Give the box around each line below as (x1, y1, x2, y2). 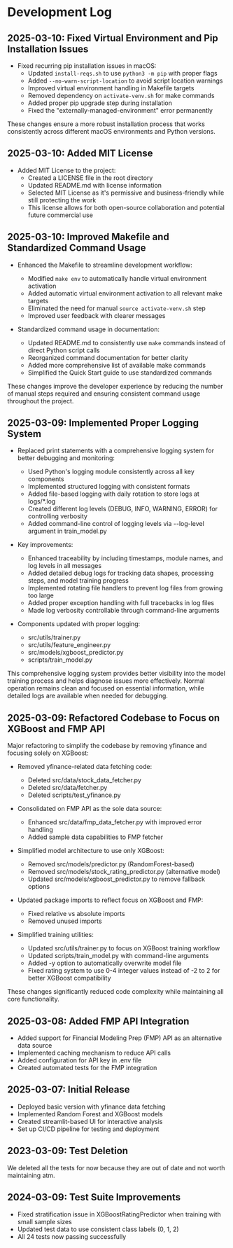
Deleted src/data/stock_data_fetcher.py (27, 776, 142, 784)
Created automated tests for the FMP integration (17, 1064, 157, 1072)
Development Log (7, 4, 113, 20)
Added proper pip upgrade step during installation (27, 99, 173, 107)
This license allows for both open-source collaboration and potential (27, 203, 225, 212)
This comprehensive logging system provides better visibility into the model (7, 670, 226, 678)
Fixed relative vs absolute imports (27, 910, 125, 918)
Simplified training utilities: (17, 931, 94, 939)
